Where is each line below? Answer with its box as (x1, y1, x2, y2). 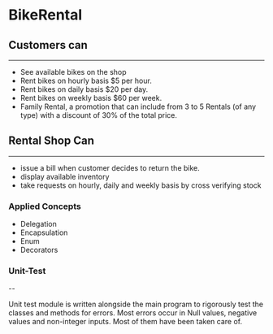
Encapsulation (19, 228, 68, 237)
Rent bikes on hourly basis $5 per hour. (19, 76, 152, 85)
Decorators (19, 245, 58, 255)
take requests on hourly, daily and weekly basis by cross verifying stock (19, 180, 262, 190)
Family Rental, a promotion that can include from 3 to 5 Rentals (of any (19, 102, 257, 111)
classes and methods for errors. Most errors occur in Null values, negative (8, 308, 258, 318)
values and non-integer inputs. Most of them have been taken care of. (8, 317, 242, 327)
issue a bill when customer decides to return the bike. (19, 163, 201, 172)
